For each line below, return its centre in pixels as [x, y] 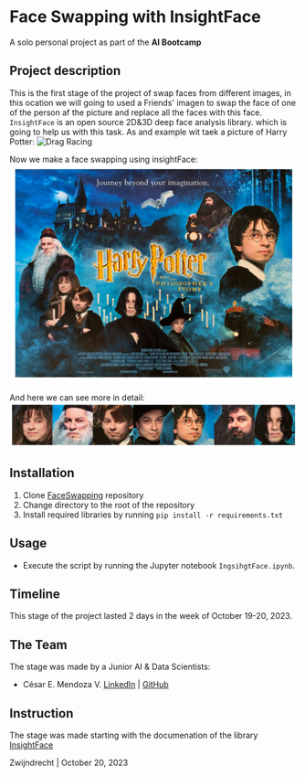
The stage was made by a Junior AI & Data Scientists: [110, 667]
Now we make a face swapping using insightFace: [104, 159]
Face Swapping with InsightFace [136, 17]
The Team [39, 645]
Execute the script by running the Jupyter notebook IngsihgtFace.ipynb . [158, 565]
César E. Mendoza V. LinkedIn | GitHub [95, 685]
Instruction [42, 713]
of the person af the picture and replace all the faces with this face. [136, 112]
